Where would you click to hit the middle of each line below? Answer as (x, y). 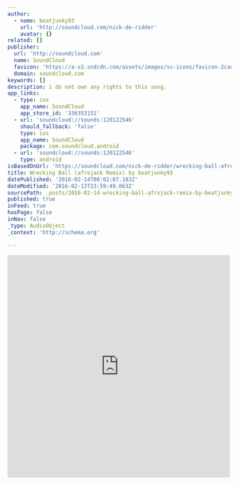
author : (19, 14)
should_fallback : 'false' (59, 126)
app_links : (23, 93)
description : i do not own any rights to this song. (87, 87)
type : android (41, 160)
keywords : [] (27, 80)
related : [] (25, 41)
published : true (31, 199)
